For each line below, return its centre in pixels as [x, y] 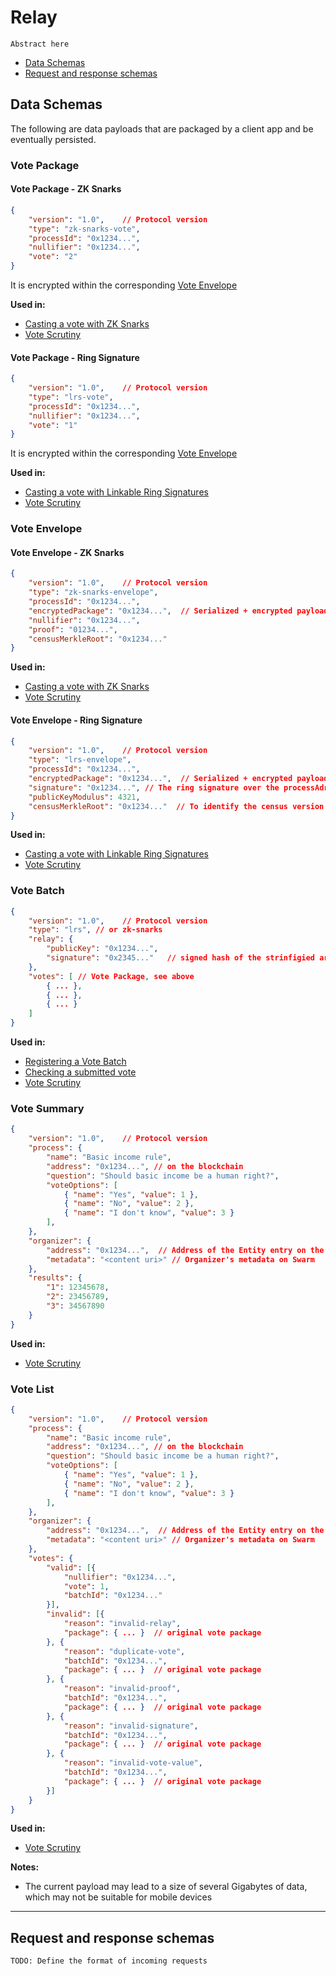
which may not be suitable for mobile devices [118, 1897]
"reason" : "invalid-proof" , [122, 1689]
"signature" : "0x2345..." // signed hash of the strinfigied [180, 958]
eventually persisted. [53, 139]
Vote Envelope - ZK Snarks [67, 552]
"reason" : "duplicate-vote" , [124, 1651]
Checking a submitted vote [80, 1072]
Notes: [25, 1867]
